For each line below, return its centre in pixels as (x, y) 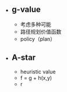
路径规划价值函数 (41, 31)
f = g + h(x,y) (36, 77)
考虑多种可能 (36, 24)
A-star (24, 58)
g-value (26, 10)
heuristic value (38, 72)
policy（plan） (38, 39)
